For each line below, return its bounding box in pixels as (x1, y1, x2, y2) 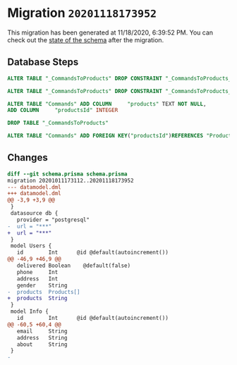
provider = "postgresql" (16, 216, 90, 223)
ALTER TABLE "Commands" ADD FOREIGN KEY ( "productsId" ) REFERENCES (7, 132, 203, 140)
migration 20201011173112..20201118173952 (7, 177, 134, 184)
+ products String (7, 295, 68, 302)
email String (16, 328, 68, 335)
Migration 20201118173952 (7, 5, 157, 21)
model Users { (10, 242, 52, 249)
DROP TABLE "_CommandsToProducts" (7, 120, 109, 127)
